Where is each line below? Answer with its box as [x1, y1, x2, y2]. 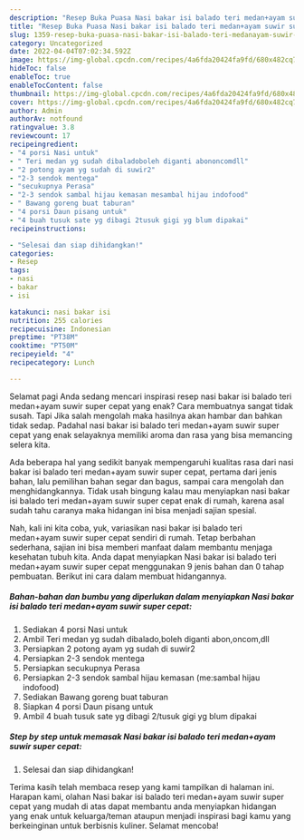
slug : [9, 30, 30, 39]
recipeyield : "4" [9, 350, 75, 359]
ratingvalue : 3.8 [9, 123, 75, 132]
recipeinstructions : [9, 224, 88, 233]
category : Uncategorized [9, 38, 103, 48]
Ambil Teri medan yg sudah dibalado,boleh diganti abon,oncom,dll [22, 633, 270, 644]
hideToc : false [9, 64, 67, 73]
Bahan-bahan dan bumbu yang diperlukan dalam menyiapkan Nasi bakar [9, 591, 294, 602]
